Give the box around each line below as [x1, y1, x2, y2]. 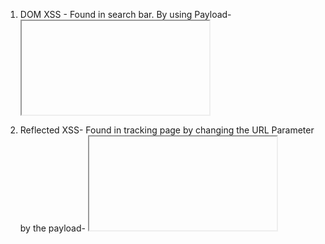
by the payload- [19, 222, 86, 234]
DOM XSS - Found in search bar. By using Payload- [19, 9, 232, 20]
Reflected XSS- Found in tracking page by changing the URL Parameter [19, 124, 315, 136]
